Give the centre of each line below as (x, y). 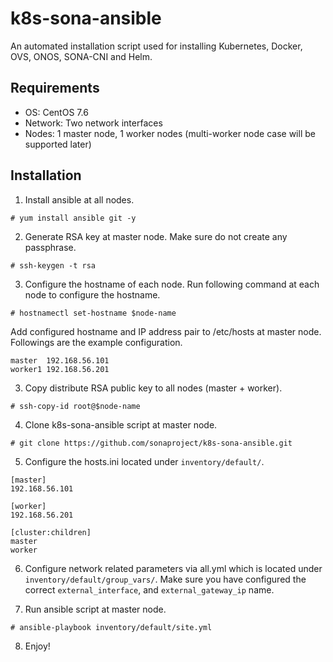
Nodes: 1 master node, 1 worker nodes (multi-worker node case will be (170, 133)
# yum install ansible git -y (73, 218)
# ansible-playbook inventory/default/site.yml (111, 627)
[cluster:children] (51, 532)
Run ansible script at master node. (95, 609)
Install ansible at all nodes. (79, 199)
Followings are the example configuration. (96, 342)
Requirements (55, 88)
